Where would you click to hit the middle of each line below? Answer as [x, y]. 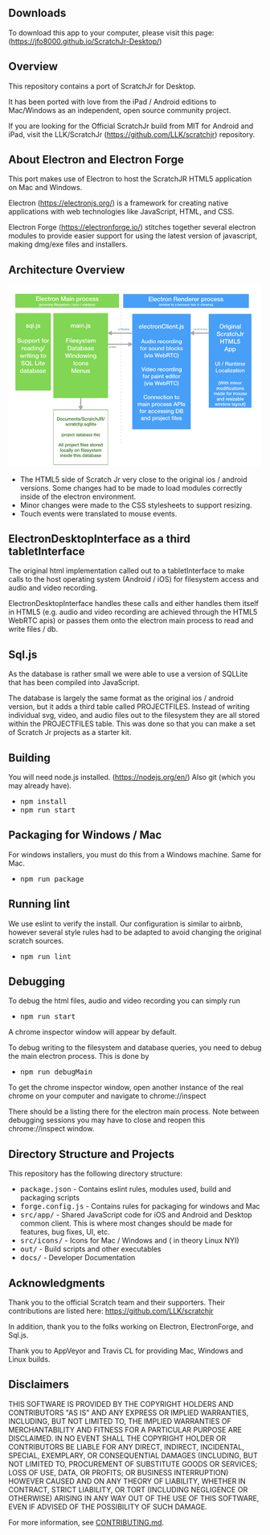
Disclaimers [39, 1385]
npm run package [52, 879]
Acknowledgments [57, 1283]
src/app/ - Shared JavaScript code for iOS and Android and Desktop [136, 1215]
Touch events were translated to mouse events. [98, 513]
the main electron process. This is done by [79, 1056]
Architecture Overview [67, 270]
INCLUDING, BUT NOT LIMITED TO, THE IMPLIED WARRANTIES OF [120, 1421]
